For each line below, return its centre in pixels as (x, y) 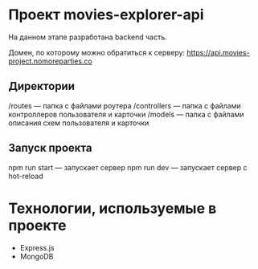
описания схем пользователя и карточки (79, 123)
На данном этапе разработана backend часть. (88, 37)
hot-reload (26, 176)
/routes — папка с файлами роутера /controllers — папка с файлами (125, 105)
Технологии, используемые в (113, 208)
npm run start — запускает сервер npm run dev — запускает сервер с (128, 167)
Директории (41, 86)
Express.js (37, 247)
